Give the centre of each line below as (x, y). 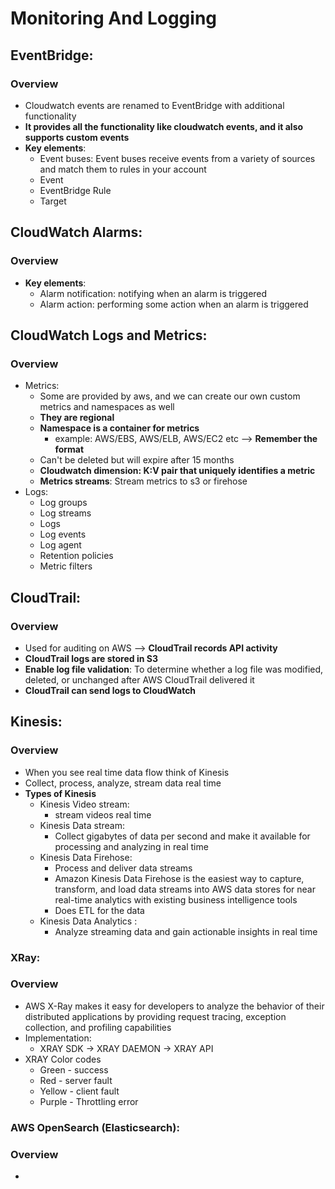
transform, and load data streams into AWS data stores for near (185, 889)
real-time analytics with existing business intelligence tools (176, 899)
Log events (63, 534)
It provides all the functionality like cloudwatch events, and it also (164, 126)
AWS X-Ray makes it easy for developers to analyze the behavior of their (174, 1006)
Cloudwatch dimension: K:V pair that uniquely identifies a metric (177, 471)
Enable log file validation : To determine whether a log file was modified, (174, 669)
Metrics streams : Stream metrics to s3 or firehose (143, 481)
